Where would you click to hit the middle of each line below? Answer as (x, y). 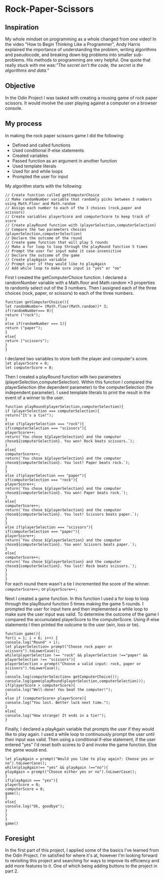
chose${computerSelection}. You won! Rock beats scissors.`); (70, 441)
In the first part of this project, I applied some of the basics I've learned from (82, 850)
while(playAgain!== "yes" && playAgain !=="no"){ (57, 767)
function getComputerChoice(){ (37, 302)
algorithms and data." (27, 70)
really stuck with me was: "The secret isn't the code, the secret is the (74, 65)
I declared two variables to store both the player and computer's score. (77, 358)
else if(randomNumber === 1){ (36, 323)
